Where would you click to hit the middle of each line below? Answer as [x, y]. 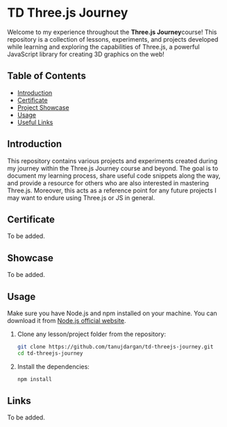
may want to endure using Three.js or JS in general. [81, 198]
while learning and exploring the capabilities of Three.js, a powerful [103, 47]
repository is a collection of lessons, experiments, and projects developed [113, 39]
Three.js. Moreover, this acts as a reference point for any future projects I [112, 190]
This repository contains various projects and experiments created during [112, 160]
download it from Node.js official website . [67, 320]
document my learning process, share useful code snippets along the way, [114, 176]
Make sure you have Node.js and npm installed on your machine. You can [112, 313]
